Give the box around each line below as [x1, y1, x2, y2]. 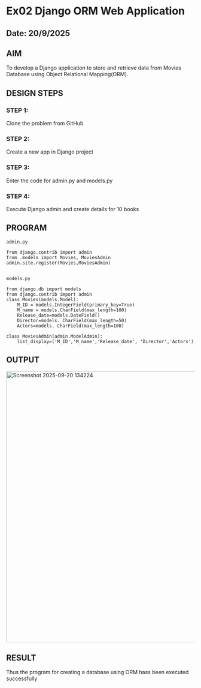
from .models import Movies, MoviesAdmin [6, 254, 111, 260]
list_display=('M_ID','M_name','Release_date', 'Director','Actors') [17, 338, 194, 344]
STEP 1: [6, 106, 29, 115]
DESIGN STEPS [6, 88, 64, 98]
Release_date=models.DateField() [17, 312, 100, 319]
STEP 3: [6, 163, 30, 172]
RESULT [6, 653, 36, 663]
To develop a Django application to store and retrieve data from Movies [6, 64, 181, 71]
